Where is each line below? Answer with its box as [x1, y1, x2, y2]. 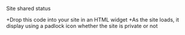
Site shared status [6, 5, 51, 12]
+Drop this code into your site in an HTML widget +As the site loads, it [6, 16, 180, 23]
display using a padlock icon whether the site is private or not [6, 23, 158, 29]
